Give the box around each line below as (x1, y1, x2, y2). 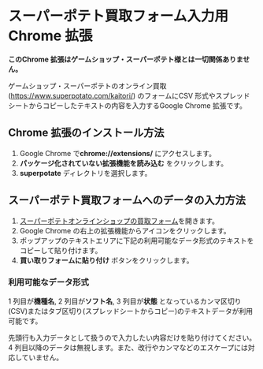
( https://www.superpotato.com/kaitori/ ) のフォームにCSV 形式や (8, 91, 216, 100)
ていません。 (21, 352, 64, 362)
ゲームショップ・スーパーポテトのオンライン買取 (8, 80, 167, 91)
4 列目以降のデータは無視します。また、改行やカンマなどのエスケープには (8, 342, 248, 352)
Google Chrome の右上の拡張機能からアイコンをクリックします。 (19, 225, 231, 235)
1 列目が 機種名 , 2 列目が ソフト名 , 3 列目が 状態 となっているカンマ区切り (8, 296, 242, 306)
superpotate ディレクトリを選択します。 (19, 168, 152, 177)
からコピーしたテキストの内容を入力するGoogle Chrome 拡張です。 (28, 100, 246, 110)
